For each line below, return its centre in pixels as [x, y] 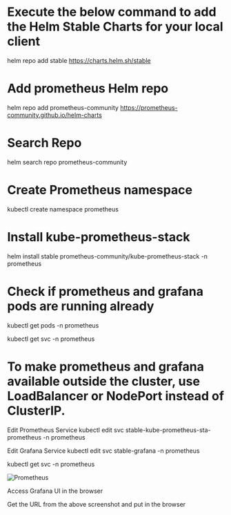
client [24, 41]
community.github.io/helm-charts [54, 115]
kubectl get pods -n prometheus [53, 325]
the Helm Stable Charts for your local [115, 27]
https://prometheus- [149, 107]
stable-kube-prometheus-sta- [168, 430]
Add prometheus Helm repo [88, 89]
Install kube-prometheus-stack [99, 237]
